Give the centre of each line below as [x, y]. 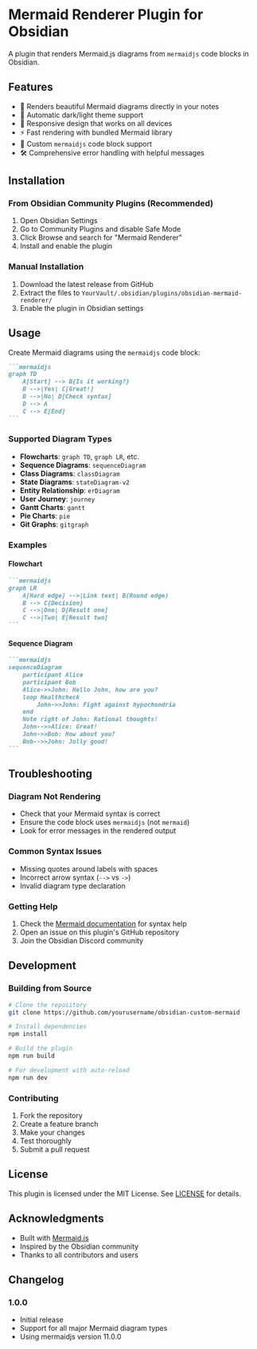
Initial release [41, 1320]
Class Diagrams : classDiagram [70, 473]
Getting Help [33, 906]
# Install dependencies [48, 1027]
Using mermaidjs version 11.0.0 [70, 1337]
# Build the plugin [41, 1049]
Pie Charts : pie [45, 516]
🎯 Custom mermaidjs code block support [86, 143]
